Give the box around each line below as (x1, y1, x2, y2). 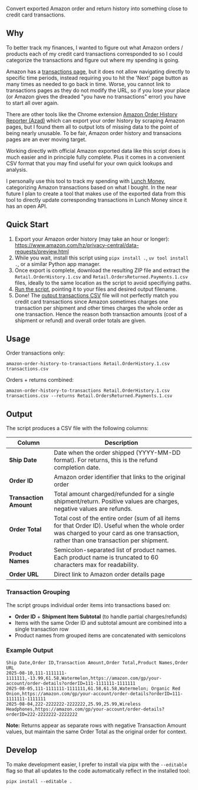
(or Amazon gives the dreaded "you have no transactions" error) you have (6, 93, 186, 100)
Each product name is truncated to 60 (54, 553, 159, 562)
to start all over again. (6, 99, 59, 106)
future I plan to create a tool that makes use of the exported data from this (6, 190, 186, 197)
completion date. (54, 463, 101, 471)
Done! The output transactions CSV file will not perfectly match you (14, 291, 179, 299)
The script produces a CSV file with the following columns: (6, 425, 149, 432)
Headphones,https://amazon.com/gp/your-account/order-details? (6, 706, 165, 712)
